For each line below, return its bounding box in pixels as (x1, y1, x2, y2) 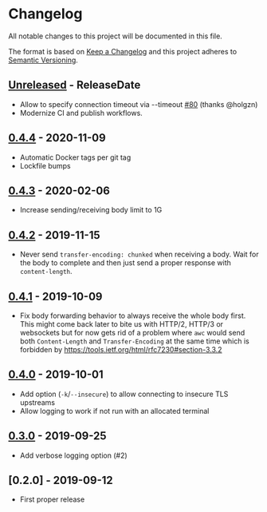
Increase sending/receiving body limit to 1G (19, 205, 163, 215)
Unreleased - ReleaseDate (8, 78, 141, 92)
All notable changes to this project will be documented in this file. (8, 31, 223, 41)
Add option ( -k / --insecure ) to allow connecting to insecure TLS (19, 389, 229, 399)
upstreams (19, 397, 56, 407)
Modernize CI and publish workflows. (19, 108, 143, 117)
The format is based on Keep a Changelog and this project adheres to (8, 46, 238, 56)
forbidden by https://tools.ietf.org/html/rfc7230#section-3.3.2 (19, 345, 222, 354)
